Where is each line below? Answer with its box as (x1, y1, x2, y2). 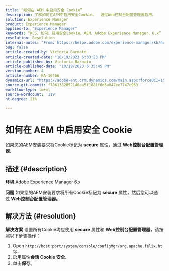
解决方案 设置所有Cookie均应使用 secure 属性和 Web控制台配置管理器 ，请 (5, 226, 159, 232)
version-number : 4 (5, 69, 44, 74)
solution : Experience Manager (5, 17, 69, 22)
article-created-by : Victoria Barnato (5, 49, 87, 55)
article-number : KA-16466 (5, 73, 59, 78)
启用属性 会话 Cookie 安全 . (12, 254, 67, 260)
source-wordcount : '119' (5, 92, 57, 97)
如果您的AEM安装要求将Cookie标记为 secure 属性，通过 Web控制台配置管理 (5, 142, 163, 148)
